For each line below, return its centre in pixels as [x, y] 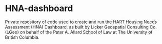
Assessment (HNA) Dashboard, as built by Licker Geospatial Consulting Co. [81, 27]
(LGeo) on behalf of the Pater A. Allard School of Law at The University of [79, 32]
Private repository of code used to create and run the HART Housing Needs [81, 22]
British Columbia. [22, 37]
